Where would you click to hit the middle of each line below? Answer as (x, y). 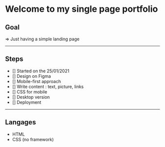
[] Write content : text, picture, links (48, 87)
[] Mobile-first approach (37, 81)
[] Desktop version (31, 97)
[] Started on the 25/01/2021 (41, 71)
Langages (21, 122)
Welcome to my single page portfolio (82, 9)
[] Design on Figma (31, 76)
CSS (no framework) (33, 139)
